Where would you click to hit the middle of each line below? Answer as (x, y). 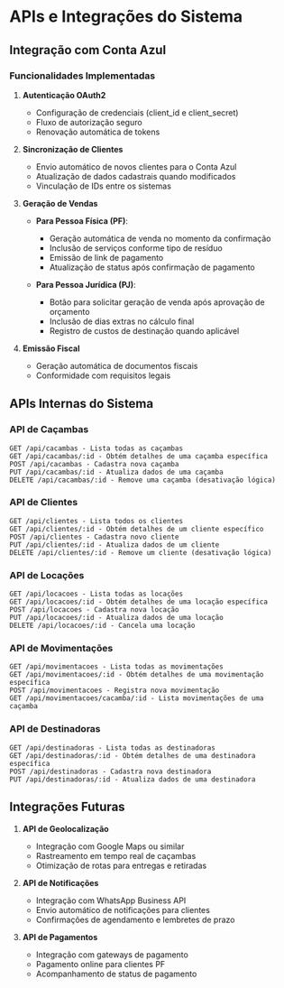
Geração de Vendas (60, 203)
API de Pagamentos (60, 937)
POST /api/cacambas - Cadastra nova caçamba (94, 464)
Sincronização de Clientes (73, 149)
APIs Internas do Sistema (82, 404)
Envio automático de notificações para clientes (123, 910)
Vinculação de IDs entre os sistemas (103, 186)
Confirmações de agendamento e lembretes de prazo (135, 919)
